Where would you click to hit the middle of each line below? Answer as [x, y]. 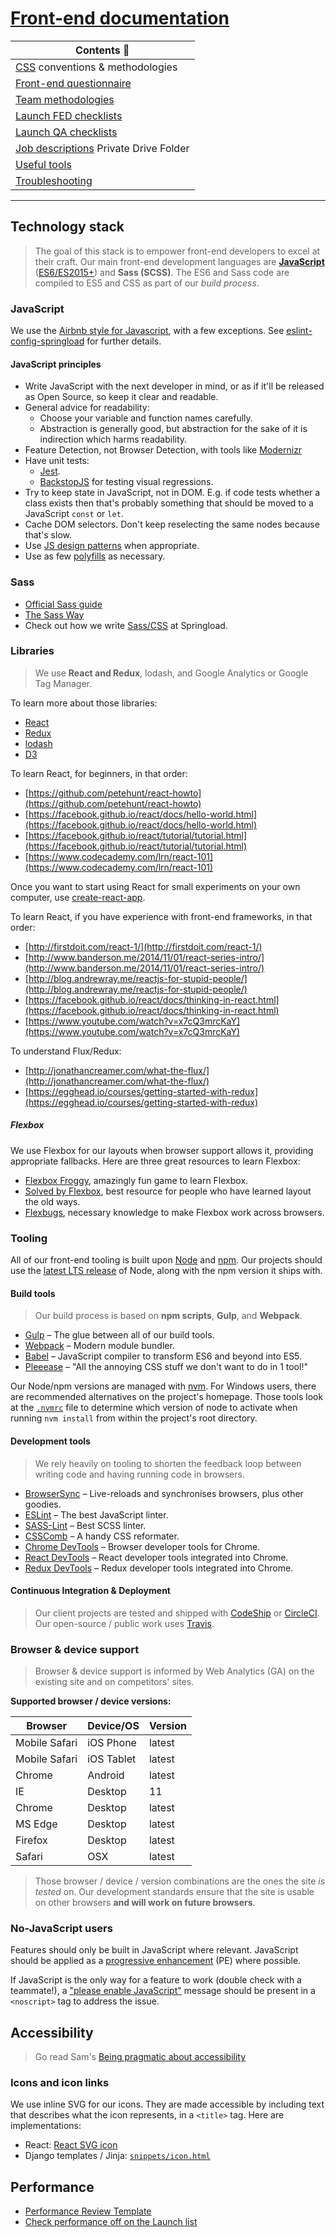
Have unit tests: [57, 461]
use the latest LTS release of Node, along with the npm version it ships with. [166, 1271]
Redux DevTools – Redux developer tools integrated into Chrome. [159, 1568]
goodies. [43, 1504]
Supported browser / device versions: [91, 1701]
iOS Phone [112, 1743]
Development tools [50, 1441]
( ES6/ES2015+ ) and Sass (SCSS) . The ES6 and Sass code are [162, 272]
